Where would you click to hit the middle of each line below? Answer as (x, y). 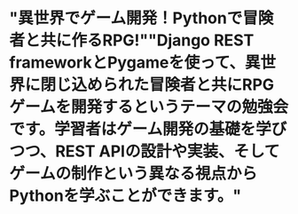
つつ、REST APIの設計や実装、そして (145, 151)
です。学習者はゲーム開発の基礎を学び (148, 129)
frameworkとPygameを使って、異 (135, 63)
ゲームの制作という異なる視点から (133, 174)
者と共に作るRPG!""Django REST (132, 40)
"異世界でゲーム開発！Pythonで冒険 (141, 18)
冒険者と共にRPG (212, 85)
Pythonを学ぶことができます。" (125, 196)
